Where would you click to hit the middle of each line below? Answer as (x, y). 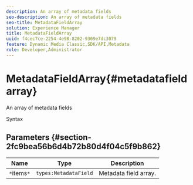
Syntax (15, 119)
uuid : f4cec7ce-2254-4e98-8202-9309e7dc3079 (61, 39)
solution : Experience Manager (43, 28)
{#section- (71, 138)
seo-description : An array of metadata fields (64, 17)
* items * (20, 173)
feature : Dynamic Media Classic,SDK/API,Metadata (68, 45)
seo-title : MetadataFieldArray (44, 22)
